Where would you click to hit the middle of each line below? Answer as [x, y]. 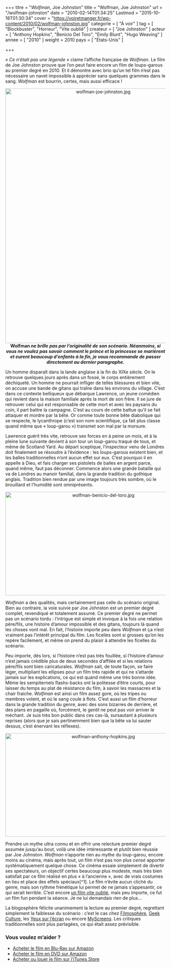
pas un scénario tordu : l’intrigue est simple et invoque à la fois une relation [84, 619]
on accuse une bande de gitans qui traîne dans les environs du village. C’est [85, 388]
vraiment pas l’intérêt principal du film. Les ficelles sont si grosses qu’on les [84, 635]
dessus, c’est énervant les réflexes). [43, 726]
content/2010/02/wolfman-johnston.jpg [47, 23]
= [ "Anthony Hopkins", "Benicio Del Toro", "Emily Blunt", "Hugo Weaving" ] [84, 34]
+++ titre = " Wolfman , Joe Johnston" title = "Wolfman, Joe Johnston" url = [84, 7]
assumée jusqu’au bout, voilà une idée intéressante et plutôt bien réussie [82, 849]
